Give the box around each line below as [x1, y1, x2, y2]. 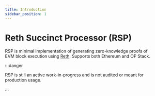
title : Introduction [5, 7, 47, 12]
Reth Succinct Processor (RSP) [5, 32, 132, 43]
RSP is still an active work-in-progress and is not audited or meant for [5, 72, 144, 78]
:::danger [5, 63, 23, 69]
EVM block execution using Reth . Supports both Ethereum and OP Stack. [5, 54, 150, 59]
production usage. [5, 77, 42, 83]
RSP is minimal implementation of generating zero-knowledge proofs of [5, 48, 148, 54]
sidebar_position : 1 [5, 12, 47, 16]
